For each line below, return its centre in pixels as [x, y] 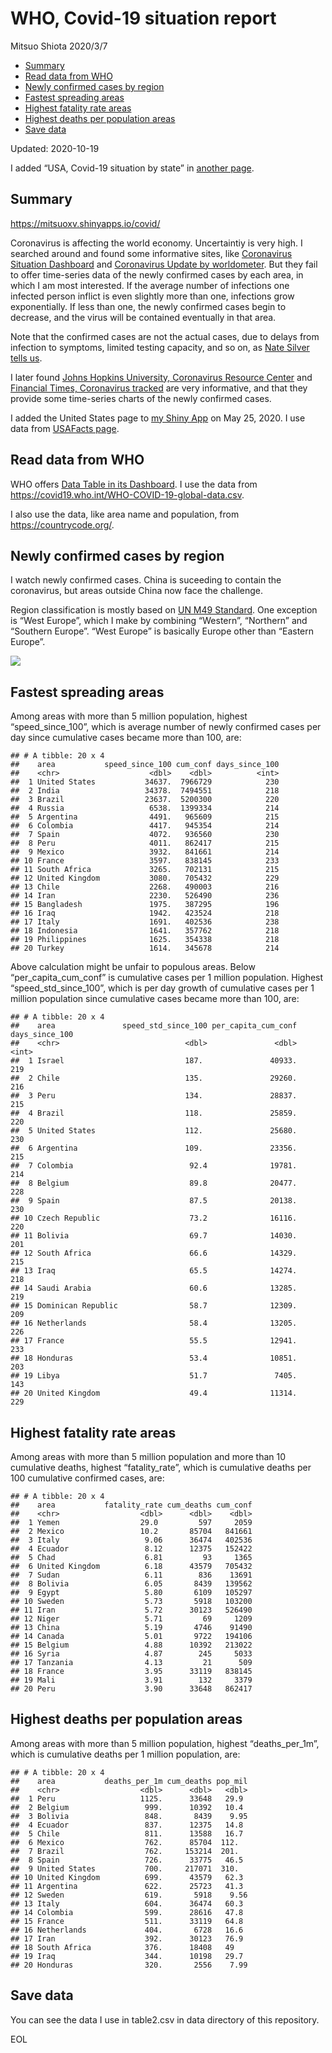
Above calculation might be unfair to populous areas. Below [133, 967]
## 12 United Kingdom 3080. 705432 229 [145, 878]
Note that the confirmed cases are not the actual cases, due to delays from [165, 336]
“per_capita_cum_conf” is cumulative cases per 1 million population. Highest [167, 978]
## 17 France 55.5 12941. [154, 1341]
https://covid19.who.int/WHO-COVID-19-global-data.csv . [127, 494]
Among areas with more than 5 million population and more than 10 [148, 1456]
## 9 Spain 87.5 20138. [154, 1201]
